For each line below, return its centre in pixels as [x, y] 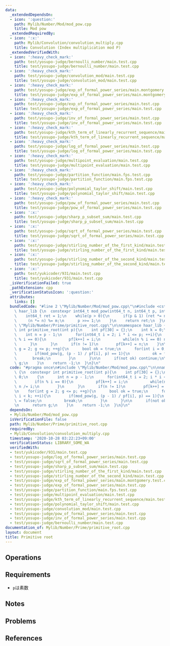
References [24, 638]
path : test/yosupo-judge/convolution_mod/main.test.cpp [75, 76]
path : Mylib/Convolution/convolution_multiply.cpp [69, 43]
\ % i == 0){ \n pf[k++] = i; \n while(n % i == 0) [88, 340]
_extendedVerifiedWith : [35, 52]
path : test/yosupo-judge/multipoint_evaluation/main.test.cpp [81, 160]
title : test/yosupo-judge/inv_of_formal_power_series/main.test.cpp [88, 123]
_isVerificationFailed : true [40, 283]
